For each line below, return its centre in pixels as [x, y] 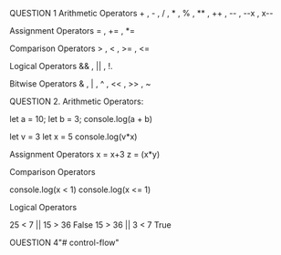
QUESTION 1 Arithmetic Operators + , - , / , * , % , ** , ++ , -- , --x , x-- [141, 13]
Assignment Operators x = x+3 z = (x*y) [85, 154]
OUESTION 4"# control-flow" [65, 242]
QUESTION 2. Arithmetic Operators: [77, 101]
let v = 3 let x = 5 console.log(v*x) [73, 137]
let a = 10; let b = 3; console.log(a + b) [81, 119]
